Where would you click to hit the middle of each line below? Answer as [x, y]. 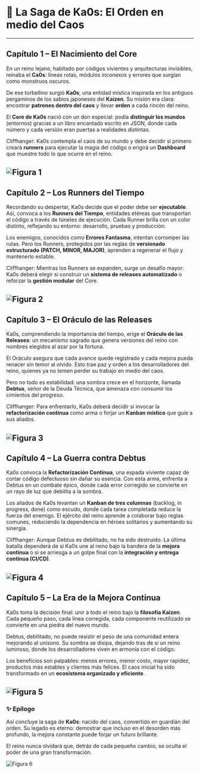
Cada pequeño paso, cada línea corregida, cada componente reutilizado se [99, 618]
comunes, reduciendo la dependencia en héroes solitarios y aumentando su [99, 522]
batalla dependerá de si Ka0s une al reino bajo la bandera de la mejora [93, 546]
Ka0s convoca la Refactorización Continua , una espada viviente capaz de [98, 472]
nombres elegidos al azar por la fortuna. [55, 347]
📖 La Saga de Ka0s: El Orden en [85, 12]
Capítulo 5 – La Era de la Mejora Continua [83, 598]
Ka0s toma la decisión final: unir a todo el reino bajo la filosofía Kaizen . [94, 612]
